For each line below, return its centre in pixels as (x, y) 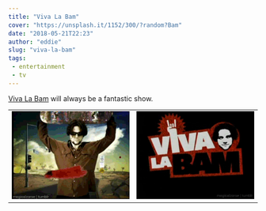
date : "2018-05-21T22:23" (51, 33)
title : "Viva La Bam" (44, 17)
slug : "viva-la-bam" (42, 50)
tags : (17, 58)
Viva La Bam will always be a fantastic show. (81, 98)
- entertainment (38, 67)
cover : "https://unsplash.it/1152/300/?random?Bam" (95, 25)
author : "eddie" (35, 42)
